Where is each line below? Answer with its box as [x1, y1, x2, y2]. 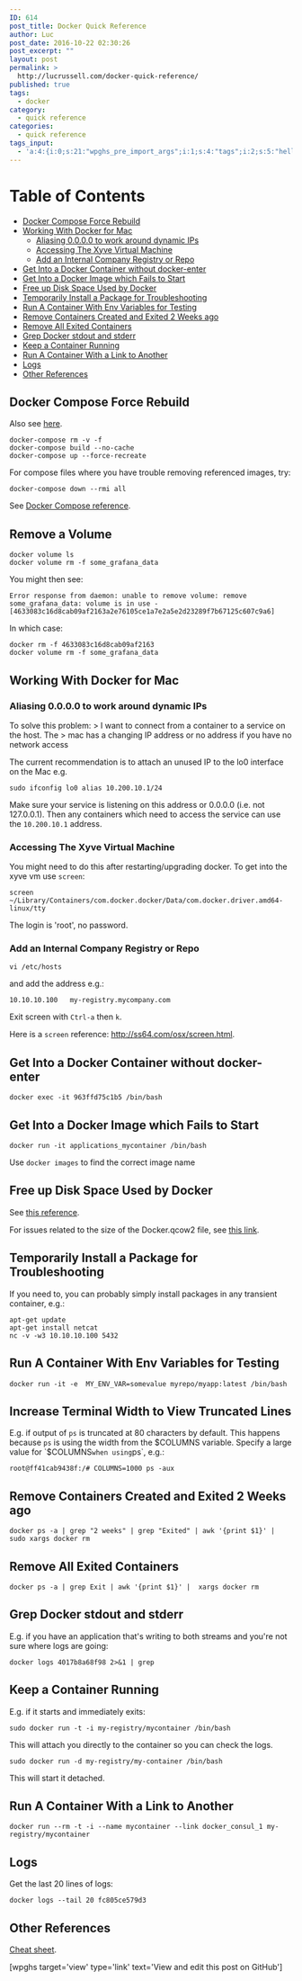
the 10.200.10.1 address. [9, 818, 102, 829]
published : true [9, 80, 70, 89]
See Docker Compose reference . [9, 500, 131, 511]
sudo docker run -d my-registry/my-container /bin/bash [9, 1756, 223, 1766]
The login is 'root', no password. [9, 919, 129, 931]
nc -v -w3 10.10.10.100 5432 [9, 1331, 119, 1340]
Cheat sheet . [9, 1944, 57, 1955]
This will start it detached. [9, 1772, 105, 1783]
